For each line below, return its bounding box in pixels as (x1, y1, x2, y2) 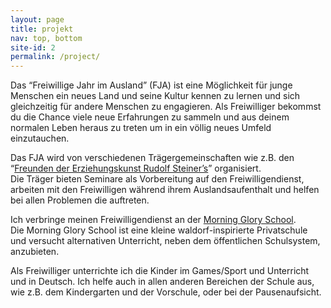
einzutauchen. (10, 132, 70, 145)
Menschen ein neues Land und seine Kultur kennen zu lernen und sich (10, 90, 301, 102)
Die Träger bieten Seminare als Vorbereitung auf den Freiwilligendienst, (10, 173, 305, 185)
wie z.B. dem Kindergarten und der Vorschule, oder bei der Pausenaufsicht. (10, 286, 322, 298)
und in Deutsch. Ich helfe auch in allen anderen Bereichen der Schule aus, (10, 276, 315, 288)
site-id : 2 (10, 42, 56, 53)
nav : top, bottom (10, 33, 83, 43)
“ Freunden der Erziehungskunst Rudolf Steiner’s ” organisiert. (10, 162, 262, 175)
